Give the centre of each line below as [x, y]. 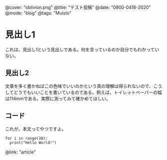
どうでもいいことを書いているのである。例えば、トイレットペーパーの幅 [88, 92]
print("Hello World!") [33, 142]
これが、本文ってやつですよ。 [36, 128]
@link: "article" [20, 152]
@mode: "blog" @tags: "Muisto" [38, 13]
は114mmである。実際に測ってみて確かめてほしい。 [58, 98]
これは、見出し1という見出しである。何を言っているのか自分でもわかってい [82, 49]
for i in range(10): [27, 138]
